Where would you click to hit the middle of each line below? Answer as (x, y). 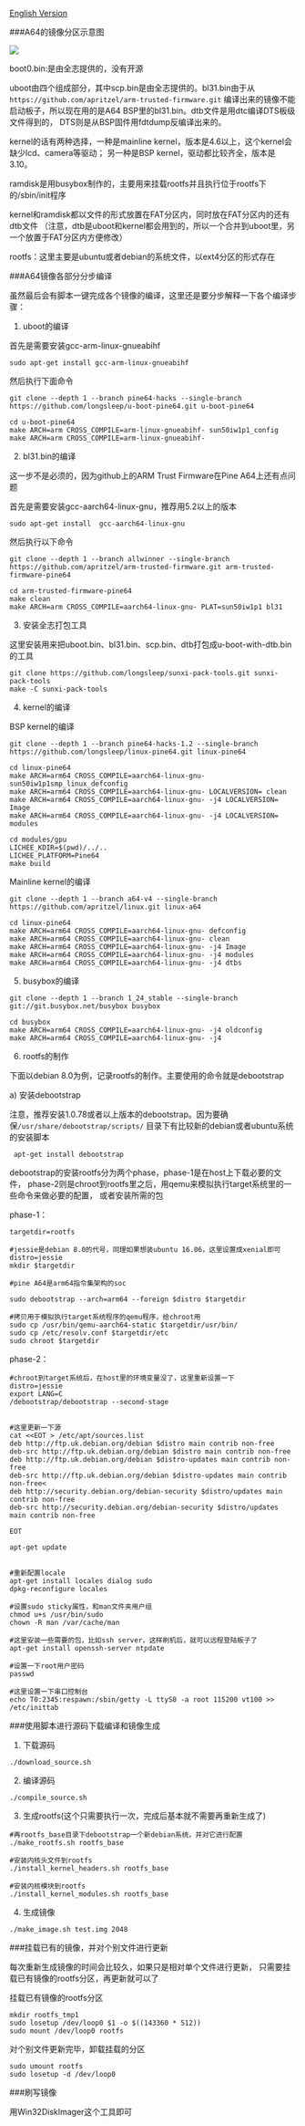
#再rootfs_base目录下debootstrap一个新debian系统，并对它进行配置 (126, 1835)
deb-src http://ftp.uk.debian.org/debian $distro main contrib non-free (150, 1452)
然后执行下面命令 (41, 381)
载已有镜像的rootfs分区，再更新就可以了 (84, 1978)
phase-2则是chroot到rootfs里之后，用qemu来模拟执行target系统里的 (155, 1184)
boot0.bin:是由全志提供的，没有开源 (76, 68)
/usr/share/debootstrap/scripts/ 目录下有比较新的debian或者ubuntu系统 (156, 1126)
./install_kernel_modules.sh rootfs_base (89, 1894)
